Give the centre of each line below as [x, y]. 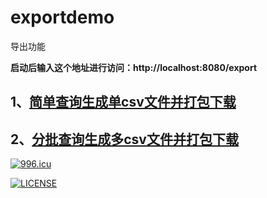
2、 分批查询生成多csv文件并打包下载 [124, 139]
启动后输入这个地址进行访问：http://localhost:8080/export [134, 67]
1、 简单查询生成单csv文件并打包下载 [123, 102]
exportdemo [62, 17]
